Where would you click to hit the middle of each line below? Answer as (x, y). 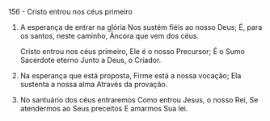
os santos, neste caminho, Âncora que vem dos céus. (110, 36)
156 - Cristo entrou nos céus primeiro (71, 12)
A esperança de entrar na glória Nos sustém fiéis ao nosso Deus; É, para (141, 27)
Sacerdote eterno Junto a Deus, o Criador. (91, 60)
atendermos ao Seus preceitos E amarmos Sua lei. (104, 108)
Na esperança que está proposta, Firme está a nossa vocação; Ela (131, 75)
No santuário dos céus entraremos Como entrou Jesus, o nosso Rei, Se (139, 100)
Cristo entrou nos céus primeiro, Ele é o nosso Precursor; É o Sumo (132, 51)
